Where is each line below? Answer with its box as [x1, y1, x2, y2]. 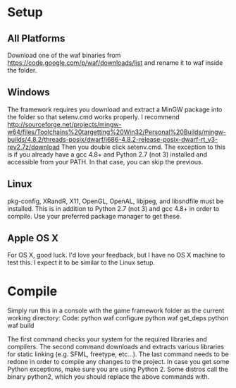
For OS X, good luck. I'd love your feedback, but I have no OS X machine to [7, 251, 225, 260]
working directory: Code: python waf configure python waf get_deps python [7, 314, 229, 322]
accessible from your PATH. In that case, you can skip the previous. [7, 157, 204, 166]
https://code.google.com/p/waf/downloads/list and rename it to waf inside [7, 59, 223, 67]
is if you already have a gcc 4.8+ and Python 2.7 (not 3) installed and [7, 150, 208, 159]
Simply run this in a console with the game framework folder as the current [7, 306, 225, 315]
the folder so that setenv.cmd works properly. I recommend [7, 112, 180, 121]
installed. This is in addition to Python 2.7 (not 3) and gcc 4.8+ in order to [7, 204, 220, 212]
